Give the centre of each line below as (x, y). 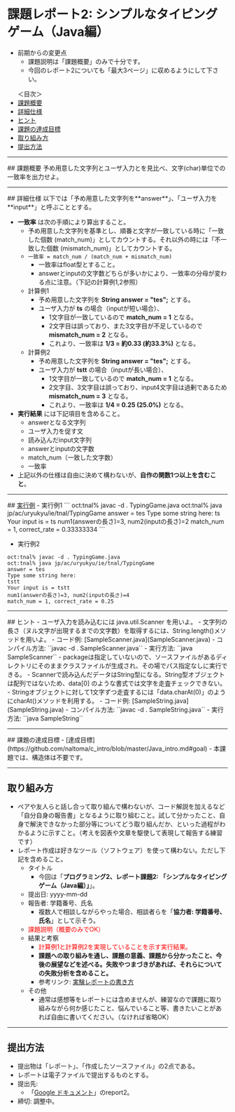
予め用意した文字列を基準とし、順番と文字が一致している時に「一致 (126, 230)
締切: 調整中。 (37, 1101)
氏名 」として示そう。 (69, 920)
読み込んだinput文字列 (60, 440)
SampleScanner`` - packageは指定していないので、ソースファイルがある (112, 657)
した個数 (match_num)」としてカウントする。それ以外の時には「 (121, 239)
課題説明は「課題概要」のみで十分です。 (86, 61)
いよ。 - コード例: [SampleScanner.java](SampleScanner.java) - (123, 639)
